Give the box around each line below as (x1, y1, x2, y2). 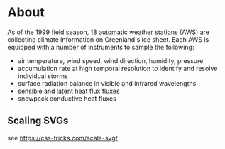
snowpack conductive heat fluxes (17, 94, 117, 103)
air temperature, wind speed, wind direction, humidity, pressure (17, 56, 204, 65)
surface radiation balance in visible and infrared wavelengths (17, 79, 197, 87)
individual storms (17, 72, 69, 80)
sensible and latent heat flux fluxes (17, 87, 120, 95)
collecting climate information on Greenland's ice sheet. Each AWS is (7, 35, 209, 43)
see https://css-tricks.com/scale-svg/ (7, 133, 119, 142)
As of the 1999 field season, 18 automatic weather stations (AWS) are (7, 28, 209, 36)
